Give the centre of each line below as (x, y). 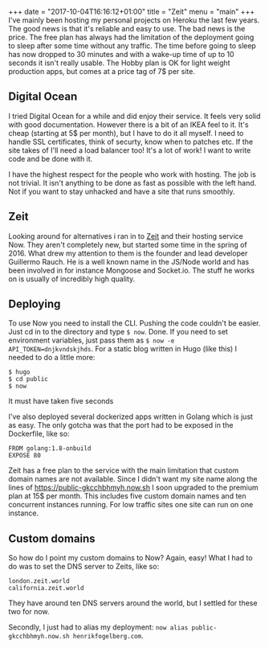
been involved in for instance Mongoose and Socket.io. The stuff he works (132, 270)
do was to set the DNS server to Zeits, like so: (84, 567)
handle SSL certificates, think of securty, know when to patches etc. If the (131, 141)
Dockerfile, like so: (39, 434)
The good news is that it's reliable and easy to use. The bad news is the (127, 29)
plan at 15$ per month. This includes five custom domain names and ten (127, 496)
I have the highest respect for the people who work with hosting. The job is (132, 174)
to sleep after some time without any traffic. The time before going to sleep (132, 46)
